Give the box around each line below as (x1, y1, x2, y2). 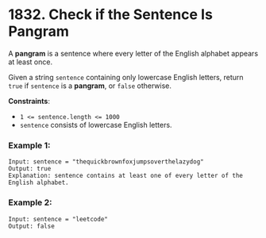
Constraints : (8, 96, 50, 106)
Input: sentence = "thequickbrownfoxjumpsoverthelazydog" (8, 158, 204, 166)
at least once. (8, 57, 53, 67)
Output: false (8, 222, 56, 230)
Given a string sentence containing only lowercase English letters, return (8, 72, 244, 82)
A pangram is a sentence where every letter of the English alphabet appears (8, 48, 259, 58)
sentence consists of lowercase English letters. (19, 120, 172, 129)
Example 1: (8, 140, 51, 151)
